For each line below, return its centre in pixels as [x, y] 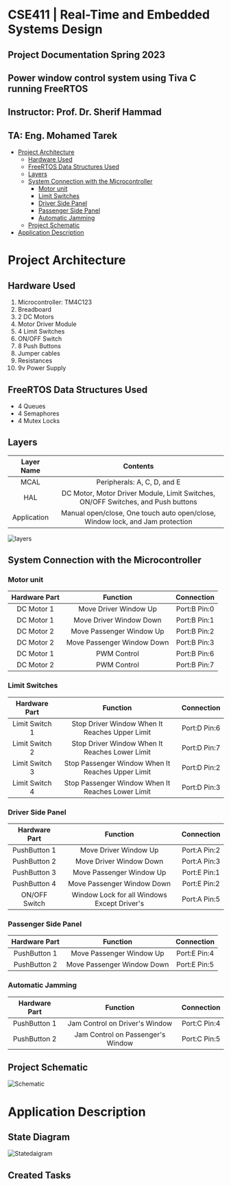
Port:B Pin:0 [195, 609]
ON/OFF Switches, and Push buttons [138, 502]
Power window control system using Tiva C [102, 78]
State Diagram [39, 1138]
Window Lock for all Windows [119, 895]
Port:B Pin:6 [195, 654]
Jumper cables [39, 354]
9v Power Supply [42, 368]
